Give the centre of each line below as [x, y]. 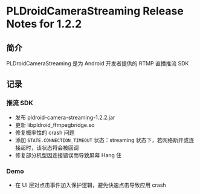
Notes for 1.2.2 [44, 24]
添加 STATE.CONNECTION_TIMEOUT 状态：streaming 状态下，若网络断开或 [102, 140]
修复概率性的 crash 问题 [45, 132]
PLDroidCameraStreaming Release [95, 11]
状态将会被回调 [60, 147]
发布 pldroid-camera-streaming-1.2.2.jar [65, 117]
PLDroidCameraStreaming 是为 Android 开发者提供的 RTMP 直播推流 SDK [98, 63]
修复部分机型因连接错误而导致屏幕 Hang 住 [68, 155]
